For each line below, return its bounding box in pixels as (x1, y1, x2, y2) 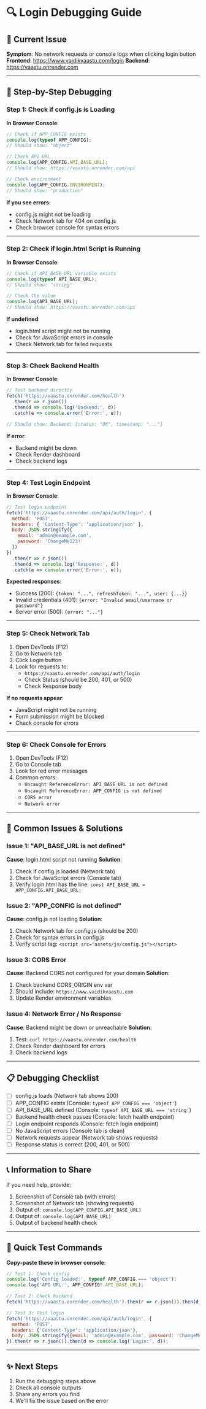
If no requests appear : (6, 694, 64, 701)
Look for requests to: (15, 663, 69, 670)
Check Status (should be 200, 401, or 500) (24, 676, 132, 683)
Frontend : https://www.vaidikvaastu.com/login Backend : (6, 57, 150, 64)
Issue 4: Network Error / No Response (6, 1009, 121, 1018)
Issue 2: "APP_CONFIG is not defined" (6, 901, 122, 909)
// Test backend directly (6, 387, 72, 393)
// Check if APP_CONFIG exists (6, 131, 86, 137)
